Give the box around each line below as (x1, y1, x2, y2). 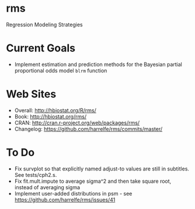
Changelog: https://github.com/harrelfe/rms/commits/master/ (14, 125, 163, 133)
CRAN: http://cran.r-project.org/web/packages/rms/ (14, 119, 140, 126)
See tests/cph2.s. (14, 171, 57, 178)
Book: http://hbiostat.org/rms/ (14, 113, 86, 120)
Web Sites (6, 88, 57, 101)
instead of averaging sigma (14, 183, 81, 191)
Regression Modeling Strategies (6, 21, 83, 28)
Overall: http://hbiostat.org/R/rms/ (14, 107, 96, 114)
